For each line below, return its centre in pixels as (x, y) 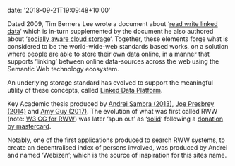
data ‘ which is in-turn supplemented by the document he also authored (110, 31)
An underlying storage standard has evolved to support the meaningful (110, 83)
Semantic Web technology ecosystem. (64, 69)
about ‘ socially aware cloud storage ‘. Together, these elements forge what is (118, 39)
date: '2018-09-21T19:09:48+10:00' (59, 10)
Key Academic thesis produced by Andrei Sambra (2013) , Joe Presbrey (111, 104)
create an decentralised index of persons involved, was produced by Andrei (117, 147)
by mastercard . (29, 126)
